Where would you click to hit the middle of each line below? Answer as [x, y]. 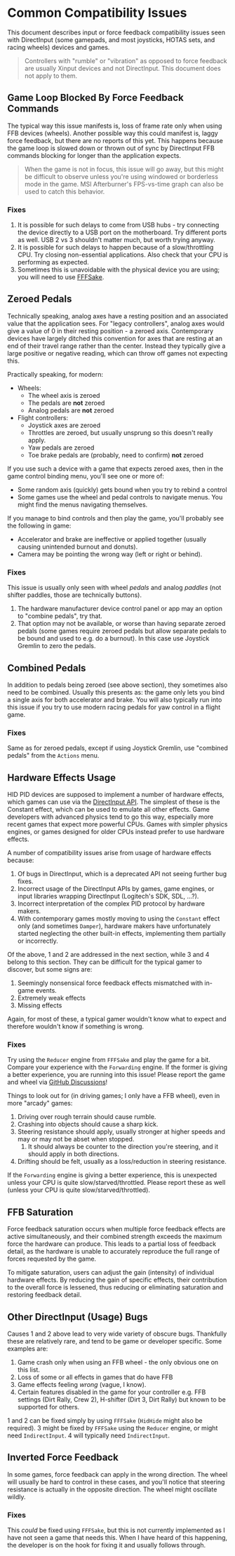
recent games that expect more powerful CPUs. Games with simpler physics [117, 824]
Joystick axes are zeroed [64, 425]
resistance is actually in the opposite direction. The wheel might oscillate [112, 1489]
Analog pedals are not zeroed [71, 410]
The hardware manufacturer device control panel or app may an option [120, 609]
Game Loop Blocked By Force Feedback [95, 98]
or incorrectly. [38, 941]
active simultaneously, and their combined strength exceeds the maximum [115, 1237]
